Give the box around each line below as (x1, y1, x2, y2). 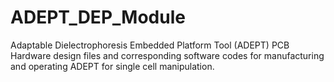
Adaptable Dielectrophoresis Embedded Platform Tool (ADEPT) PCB (10, 39, 290, 51)
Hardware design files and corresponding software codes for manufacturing (10, 49, 325, 61)
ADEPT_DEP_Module (10, 6, 186, 29)
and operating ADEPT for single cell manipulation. (10, 60, 215, 72)
